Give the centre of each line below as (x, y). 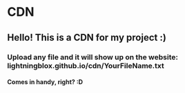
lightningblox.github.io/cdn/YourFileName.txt (86, 65)
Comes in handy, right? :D (45, 82)
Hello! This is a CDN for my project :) (87, 38)
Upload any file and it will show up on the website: (92, 57)
